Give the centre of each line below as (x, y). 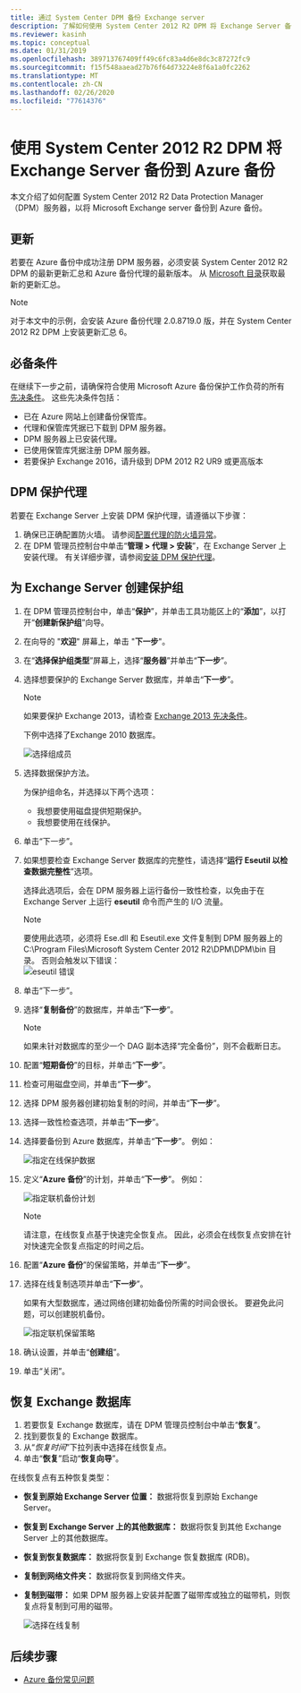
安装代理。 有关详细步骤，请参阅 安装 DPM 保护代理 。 (121, 557)
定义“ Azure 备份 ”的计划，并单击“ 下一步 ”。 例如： (114, 1179)
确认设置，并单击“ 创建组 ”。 (74, 1352)
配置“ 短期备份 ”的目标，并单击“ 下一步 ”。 (96, 1065)
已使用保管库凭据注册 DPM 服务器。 (89, 449)
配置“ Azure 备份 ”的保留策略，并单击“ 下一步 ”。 (109, 1264)
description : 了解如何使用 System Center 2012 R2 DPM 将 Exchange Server (146, 26)
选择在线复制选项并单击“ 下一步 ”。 (85, 1283)
